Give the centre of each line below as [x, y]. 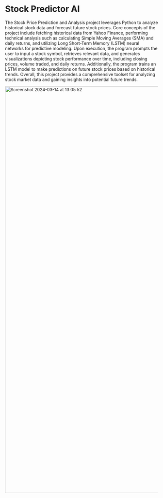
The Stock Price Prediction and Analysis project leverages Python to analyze [81, 22]
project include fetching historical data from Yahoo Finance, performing [76, 33]
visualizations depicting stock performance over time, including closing [76, 59]
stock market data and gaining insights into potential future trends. [72, 80]
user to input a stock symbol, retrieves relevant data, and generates [73, 53]
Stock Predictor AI [42, 9]
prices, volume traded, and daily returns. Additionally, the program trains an [81, 64]
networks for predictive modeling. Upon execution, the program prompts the [81, 48]
